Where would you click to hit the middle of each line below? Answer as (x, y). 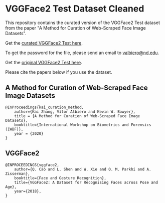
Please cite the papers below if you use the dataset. (59, 72)
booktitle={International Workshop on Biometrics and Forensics (83, 125)
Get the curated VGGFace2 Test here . (44, 43)
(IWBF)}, (14, 129)
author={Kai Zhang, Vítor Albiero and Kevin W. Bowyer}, (75, 112)
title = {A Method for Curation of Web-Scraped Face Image (77, 116)
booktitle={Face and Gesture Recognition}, (60, 178)
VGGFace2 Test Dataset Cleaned (75, 9)
